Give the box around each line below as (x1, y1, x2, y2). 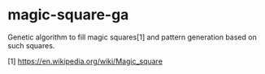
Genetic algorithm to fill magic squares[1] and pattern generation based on (7, 32, 257, 42)
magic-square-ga (7, 6, 129, 24)
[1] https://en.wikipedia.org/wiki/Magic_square (7, 56, 163, 66)
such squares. (7, 40, 55, 50)
